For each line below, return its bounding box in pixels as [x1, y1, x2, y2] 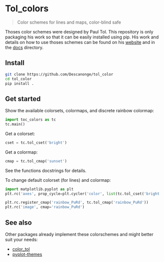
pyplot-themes [12, 252, 42, 257]
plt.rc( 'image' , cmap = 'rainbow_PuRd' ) [5, 205, 85, 210]
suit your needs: [5, 237, 38, 242]
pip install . [5, 81, 34, 86]
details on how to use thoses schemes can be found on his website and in [5, 39, 155, 45]
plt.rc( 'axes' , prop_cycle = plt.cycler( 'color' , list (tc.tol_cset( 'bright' [5, 191, 162, 196]
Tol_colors [5, 3, 49, 14]
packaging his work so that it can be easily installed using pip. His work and [5, 34, 159, 40]
